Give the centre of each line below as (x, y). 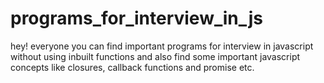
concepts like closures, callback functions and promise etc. (132, 67)
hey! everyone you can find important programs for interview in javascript (162, 46)
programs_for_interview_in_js (137, 18)
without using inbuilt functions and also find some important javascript (155, 56)
